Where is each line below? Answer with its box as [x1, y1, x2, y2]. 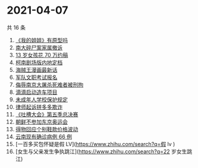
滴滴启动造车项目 [15, 88, 58, 96]
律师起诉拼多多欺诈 [15, 103, 63, 110]
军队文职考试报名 [15, 74, 58, 81]
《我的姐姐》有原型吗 [15, 36, 68, 43]
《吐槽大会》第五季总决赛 [15, 110, 78, 118]
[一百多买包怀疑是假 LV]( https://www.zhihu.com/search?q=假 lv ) [15, 140, 175, 147]
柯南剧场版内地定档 [15, 59, 63, 66]
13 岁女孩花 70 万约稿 [15, 51, 68, 58]
